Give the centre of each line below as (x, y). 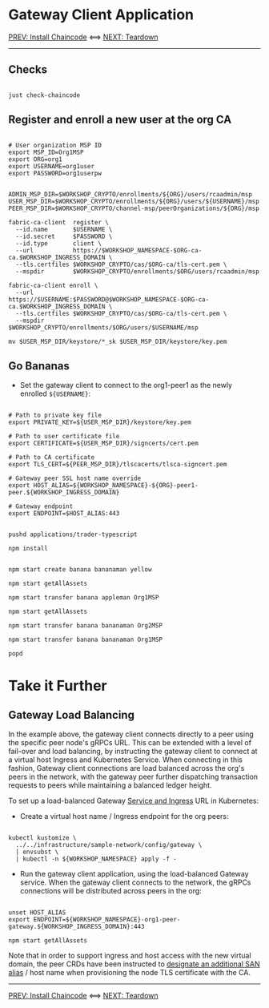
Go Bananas (39, 366)
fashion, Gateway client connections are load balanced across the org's (126, 768)
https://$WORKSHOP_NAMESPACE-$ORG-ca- (137, 250)
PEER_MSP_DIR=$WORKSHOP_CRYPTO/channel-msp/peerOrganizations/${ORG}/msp (134, 208)
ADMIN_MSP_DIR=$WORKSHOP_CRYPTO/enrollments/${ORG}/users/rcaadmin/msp (130, 194)
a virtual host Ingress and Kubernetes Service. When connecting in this (125, 760)
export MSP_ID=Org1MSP (46, 152)
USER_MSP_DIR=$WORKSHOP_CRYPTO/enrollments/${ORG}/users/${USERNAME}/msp (134, 201)
